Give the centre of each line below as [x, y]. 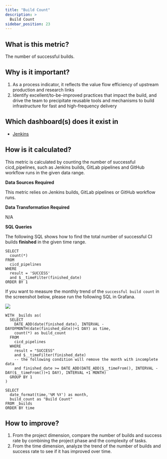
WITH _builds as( [23, 315]
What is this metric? [37, 44]
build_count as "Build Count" [41, 399]
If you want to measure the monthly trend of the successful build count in [82, 291]
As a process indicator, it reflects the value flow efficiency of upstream [86, 84]
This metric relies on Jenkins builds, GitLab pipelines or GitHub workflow [80, 192]
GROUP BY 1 [21, 377]
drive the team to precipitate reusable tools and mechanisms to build [83, 100]
